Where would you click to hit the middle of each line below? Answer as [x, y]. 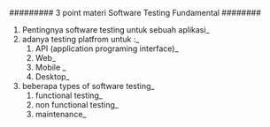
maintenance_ [61, 114]
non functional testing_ [77, 105]
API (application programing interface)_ [107, 49]
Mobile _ [50, 67]
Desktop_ [52, 77]
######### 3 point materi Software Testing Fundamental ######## [135, 13]
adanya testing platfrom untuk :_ [81, 39]
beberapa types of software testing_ [88, 86]
